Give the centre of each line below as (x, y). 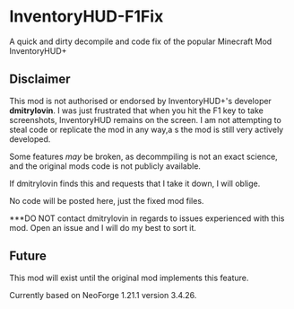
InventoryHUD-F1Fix (86, 17)
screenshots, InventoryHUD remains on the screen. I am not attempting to (146, 119)
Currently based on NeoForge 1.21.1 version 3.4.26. (103, 295)
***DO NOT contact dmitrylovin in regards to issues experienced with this (147, 218)
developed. (30, 139)
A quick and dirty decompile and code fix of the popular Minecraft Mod (141, 41)
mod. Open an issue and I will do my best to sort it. (103, 227)
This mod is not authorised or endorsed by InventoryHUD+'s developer (140, 101)
